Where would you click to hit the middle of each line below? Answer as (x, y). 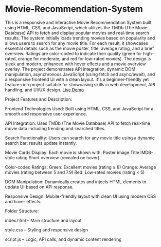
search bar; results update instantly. (41, 143)
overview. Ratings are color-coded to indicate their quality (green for (74, 53)
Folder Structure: (22, 211)
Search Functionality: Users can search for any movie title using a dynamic (80, 138)
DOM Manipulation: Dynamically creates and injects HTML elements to (76, 182)
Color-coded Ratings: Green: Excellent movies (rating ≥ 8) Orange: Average (81, 167)
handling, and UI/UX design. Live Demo (45, 90)
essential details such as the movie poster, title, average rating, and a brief (80, 48)
